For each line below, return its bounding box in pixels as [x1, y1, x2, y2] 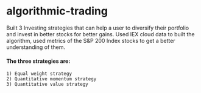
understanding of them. [6, 43, 66, 51]
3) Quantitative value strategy [6, 82, 88, 88]
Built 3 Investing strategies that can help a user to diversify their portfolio [6, 24, 189, 31]
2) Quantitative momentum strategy [6, 76, 97, 82]
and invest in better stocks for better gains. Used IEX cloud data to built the [6, 30, 195, 37]
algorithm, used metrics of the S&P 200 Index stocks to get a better [6, 37, 175, 44]
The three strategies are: [6, 57, 71, 65]
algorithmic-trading [6, 4, 108, 18]
